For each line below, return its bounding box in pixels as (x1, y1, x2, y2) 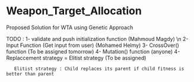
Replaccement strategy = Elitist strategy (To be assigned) (6, 54, 147, 61)
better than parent (6, 71, 55, 77)
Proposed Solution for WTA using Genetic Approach (6, 24, 133, 31)
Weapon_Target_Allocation (6, 4, 142, 18)
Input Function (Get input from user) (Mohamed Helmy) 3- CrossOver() (6, 42, 180, 49)
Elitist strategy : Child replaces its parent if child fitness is (14, 65, 185, 72)
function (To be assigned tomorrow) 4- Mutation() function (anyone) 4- (6, 48, 180, 55)
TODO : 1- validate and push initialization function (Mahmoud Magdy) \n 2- (6, 35, 189, 42)
